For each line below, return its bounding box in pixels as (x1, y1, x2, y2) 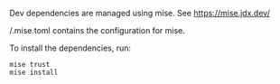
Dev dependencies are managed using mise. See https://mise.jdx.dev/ (9, 8, 271, 18)
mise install (9, 68, 59, 77)
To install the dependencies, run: (9, 42, 132, 53)
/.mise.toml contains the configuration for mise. (9, 25, 185, 35)
